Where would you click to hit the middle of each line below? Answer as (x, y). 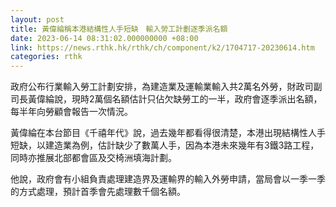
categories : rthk (46, 57)
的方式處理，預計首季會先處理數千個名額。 (98, 192)
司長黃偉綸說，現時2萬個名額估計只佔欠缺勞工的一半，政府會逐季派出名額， (166, 99)
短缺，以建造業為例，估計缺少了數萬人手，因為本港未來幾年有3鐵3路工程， (165, 145)
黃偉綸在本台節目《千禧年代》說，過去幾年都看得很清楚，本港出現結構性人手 (168, 133)
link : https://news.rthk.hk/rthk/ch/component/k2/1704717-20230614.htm (162, 47)
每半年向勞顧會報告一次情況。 (71, 112)
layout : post (37, 19)
